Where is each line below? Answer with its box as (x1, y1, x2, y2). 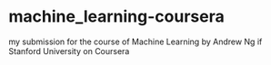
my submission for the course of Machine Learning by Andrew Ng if (8, 36, 263, 47)
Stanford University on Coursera (8, 45, 130, 56)
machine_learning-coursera (8, 6, 225, 27)
